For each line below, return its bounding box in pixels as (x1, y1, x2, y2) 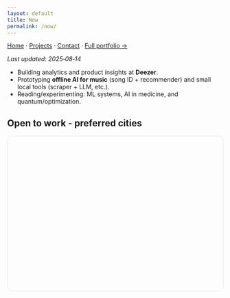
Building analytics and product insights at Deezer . (16, 68, 159, 76)
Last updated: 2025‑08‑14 (7, 55, 81, 63)
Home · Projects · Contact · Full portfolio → (7, 42, 128, 50)
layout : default (7, 10, 54, 17)
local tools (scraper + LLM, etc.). (16, 83, 110, 91)
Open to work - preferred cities (7, 117, 142, 129)
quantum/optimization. (16, 98, 81, 106)
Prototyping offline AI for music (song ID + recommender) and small (16, 76, 211, 84)
